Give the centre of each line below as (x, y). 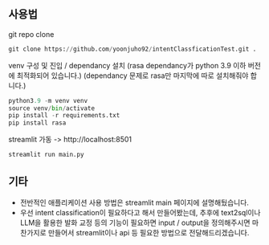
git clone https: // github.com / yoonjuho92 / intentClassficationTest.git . (132, 49)
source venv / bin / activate (51, 108)
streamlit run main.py (46, 155)
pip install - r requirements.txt (64, 116)
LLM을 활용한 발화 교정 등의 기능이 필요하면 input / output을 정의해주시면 (135, 223)
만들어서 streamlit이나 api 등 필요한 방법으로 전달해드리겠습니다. (149, 232)
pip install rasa (37, 123)
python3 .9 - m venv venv (48, 100)
